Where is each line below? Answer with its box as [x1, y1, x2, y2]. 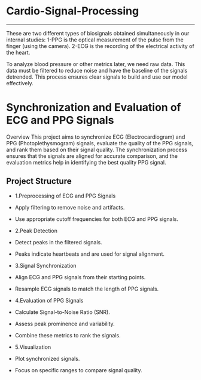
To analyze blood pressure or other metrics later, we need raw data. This [6, 60, 185, 67]
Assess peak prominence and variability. [14, 320, 115, 327]
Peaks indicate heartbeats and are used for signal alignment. [14, 250, 165, 258]
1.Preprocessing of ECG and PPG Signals [14, 192, 116, 199]
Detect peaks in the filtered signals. [14, 238, 103, 246]
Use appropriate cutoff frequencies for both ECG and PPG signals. [14, 215, 178, 223]
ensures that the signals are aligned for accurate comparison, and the [6, 152, 178, 160]
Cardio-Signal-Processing [6, 4, 139, 18]
